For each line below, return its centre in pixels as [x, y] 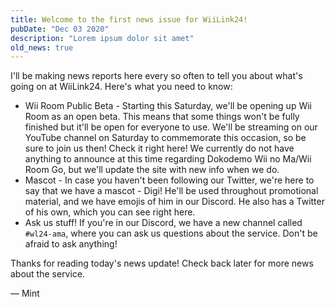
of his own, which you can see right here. [110, 212]
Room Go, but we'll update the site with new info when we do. [152, 170]
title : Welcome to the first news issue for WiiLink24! [129, 19]
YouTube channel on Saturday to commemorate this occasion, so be [165, 138]
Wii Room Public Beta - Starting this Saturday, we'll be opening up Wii [168, 106]
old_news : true [42, 47]
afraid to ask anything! [71, 244]
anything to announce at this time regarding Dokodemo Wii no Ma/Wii [168, 159]
